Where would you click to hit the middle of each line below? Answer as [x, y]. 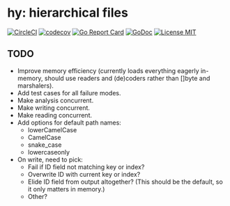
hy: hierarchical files [68, 13]
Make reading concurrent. [55, 115]
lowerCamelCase [52, 129]
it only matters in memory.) [66, 189]
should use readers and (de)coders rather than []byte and [127, 78]
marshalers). [36, 86]
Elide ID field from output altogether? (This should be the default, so [125, 182]
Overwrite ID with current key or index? [84, 174]
